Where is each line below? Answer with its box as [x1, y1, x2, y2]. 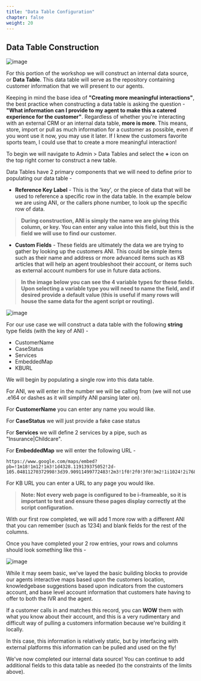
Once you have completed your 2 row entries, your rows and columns [6, 540, 178, 547]
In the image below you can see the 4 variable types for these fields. [20, 278, 194, 286]
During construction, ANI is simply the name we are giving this [20, 217, 179, 224]
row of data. [14, 205, 45, 213]
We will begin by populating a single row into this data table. [6, 376, 154, 383]
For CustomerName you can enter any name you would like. [6, 406, 156, 413]
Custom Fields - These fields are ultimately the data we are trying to [14, 241, 184, 249]
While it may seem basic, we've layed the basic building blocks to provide [6, 569, 188, 577]
